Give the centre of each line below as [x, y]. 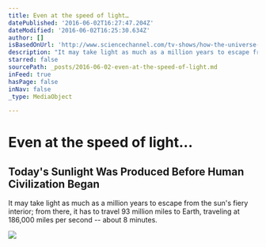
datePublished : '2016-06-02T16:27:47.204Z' [81, 23]
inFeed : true [30, 74]
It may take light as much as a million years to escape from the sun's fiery [128, 203]
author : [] [26, 38]
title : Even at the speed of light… [68, 15]
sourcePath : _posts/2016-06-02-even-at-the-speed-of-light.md [113, 67]
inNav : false [30, 89]
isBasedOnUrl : [32, 45]
